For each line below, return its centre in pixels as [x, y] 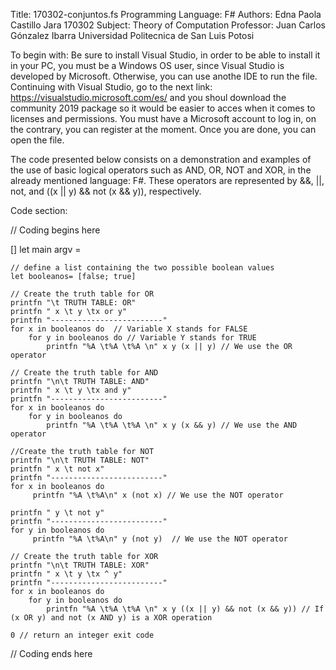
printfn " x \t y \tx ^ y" [66, 574]
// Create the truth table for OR [82, 294]
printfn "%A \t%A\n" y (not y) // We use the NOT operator [160, 539]
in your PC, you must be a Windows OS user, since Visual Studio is [147, 65]
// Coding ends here [51, 653]
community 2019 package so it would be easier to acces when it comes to [163, 108]
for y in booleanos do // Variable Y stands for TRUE [142, 338]
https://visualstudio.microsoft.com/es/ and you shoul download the [148, 97]
